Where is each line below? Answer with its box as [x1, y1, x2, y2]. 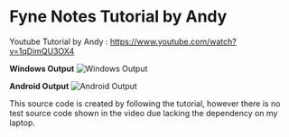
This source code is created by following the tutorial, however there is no [9, 97, 281, 109]
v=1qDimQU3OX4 [9, 45, 75, 56]
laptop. [9, 117, 36, 128]
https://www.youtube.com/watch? [109, 36, 237, 47]
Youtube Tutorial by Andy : [9, 36, 108, 47]
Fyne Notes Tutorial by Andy [9, 6, 228, 27]
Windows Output [9, 63, 75, 74]
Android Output [9, 80, 70, 91]
